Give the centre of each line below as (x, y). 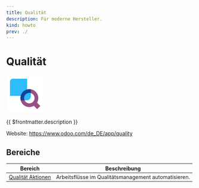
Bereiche (23, 152)
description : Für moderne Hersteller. (54, 19)
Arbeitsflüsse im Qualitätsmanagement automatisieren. (123, 177)
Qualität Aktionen (30, 177)
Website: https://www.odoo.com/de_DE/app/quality (69, 134)
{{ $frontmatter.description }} (42, 122)
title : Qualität (26, 13)
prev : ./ (17, 32)
